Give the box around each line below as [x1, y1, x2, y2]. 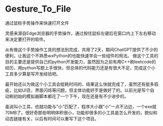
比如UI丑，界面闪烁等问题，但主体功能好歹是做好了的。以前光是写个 [13, 87, 150, 93]
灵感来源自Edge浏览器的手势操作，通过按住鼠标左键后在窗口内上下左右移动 [5, 30, 156, 36]
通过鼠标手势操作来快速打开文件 [5, 20, 69, 26]
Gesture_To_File [5, 3, 72, 15]
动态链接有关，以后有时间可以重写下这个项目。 [5, 115, 99, 122]
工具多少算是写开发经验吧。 [5, 71, 61, 77]
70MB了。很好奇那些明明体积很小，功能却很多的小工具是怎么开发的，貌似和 [5, 110, 158, 115]
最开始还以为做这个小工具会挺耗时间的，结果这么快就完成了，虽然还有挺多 [5, 81, 154, 87]
